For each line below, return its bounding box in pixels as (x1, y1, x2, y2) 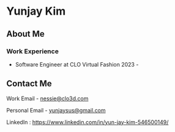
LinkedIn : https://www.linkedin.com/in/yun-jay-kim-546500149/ (6, 118, 169, 126)
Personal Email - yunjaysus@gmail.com (6, 106, 106, 114)
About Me (6, 29, 45, 39)
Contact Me (6, 78, 52, 89)
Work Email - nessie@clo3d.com (6, 95, 89, 102)
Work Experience (6, 47, 59, 56)
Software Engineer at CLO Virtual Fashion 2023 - (15, 61, 139, 68)
